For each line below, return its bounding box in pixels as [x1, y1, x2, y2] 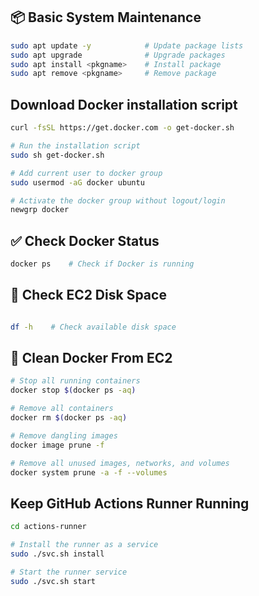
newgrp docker [10, 205, 70, 215]
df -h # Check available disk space [10, 322, 177, 332]
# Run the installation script [10, 141, 141, 151]
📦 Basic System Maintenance [10, 9, 202, 26]
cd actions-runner [10, 522, 87, 532]
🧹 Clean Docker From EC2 [10, 350, 173, 367]
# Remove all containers [10, 404, 114, 414]
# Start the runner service [10, 567, 128, 577]
